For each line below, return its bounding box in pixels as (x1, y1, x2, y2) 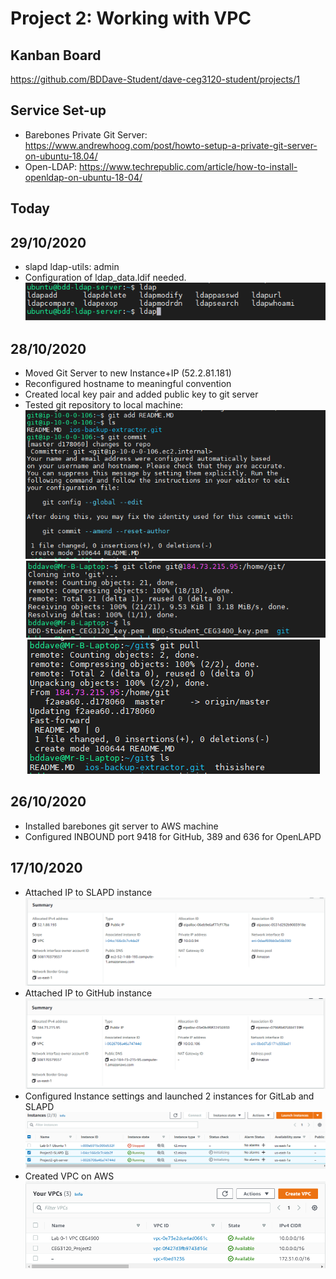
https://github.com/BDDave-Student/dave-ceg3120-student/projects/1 (10, 73, 300, 85)
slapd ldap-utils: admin (24, 261, 120, 273)
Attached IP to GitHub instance (24, 987, 153, 999)
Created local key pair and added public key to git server (24, 388, 259, 401)
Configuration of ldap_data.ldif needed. (24, 272, 187, 284)
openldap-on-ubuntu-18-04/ (24, 171, 143, 183)
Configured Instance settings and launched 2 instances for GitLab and (24, 1090, 315, 1102)
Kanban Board (10, 47, 102, 64)
